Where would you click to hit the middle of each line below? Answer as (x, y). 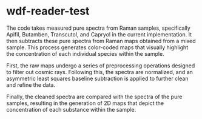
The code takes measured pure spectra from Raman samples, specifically (99, 28)
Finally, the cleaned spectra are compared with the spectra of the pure (94, 97)
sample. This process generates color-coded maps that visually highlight (97, 47)
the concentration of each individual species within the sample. (86, 53)
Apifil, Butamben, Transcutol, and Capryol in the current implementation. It (99, 34)
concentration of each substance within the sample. (71, 109)
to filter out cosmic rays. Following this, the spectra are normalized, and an (99, 72)
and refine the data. (31, 85)
